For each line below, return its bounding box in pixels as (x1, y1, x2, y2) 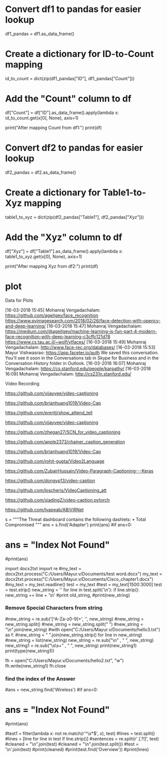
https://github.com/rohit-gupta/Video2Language (5, 458, 105, 464)
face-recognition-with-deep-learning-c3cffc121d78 (5, 333, 111, 339)
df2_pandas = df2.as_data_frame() (5, 169, 76, 175)
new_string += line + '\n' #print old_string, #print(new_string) (5, 592, 131, 598)
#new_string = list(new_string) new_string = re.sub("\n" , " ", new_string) (5, 637, 154, 643)
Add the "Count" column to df (5, 93, 132, 105)
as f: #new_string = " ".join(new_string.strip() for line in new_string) (5, 632, 143, 638)
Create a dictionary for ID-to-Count (5, 49, 154, 60)
